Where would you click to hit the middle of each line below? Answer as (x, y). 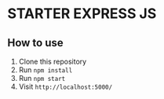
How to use (35, 43)
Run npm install (46, 70)
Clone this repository (53, 61)
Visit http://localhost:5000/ (66, 86)
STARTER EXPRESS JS (82, 14)
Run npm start (42, 78)
